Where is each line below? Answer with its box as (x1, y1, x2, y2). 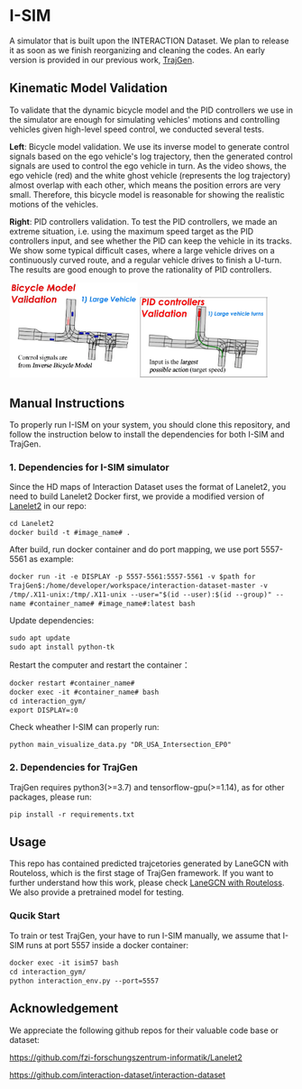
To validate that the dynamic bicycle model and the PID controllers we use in (9, 105, 293, 115)
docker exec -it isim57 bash (9, 958, 119, 967)
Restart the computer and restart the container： (9, 660, 191, 670)
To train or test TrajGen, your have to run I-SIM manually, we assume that (9, 930, 281, 941)
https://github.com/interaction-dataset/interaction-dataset (9, 1069, 226, 1080)
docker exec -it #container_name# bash (9, 688, 160, 697)
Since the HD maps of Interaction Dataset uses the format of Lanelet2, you (9, 482, 287, 493)
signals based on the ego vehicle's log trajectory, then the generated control (9, 151, 293, 162)
